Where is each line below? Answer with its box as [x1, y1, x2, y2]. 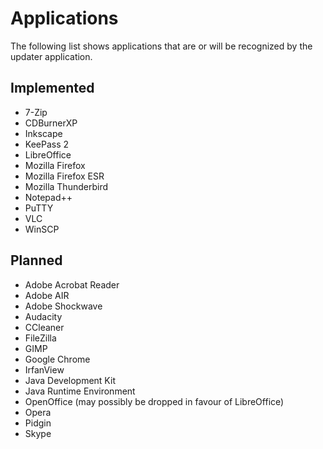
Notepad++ [24, 191, 73, 203]
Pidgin [24, 417, 52, 429]
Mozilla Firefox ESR [24, 170, 105, 182]
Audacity [24, 310, 63, 322]
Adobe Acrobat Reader [24, 278, 120, 291]
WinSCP [24, 223, 60, 235]
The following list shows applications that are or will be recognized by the [10, 40, 313, 52]
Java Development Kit [24, 374, 116, 386]
